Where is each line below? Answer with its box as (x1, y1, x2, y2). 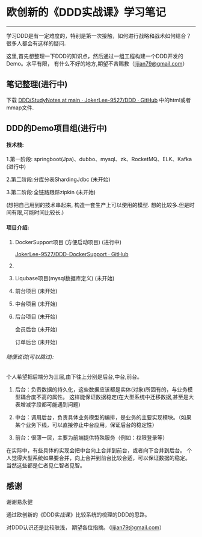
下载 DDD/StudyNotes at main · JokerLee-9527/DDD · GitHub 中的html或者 (6, 96, 191, 103)
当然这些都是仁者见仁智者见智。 (6, 461, 85, 469)
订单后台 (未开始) (14, 338, 58, 346)
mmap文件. (6, 103, 34, 111)
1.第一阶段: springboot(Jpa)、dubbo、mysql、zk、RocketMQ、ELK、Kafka (6, 156, 192, 163)
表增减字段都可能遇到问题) (14, 400, 81, 408)
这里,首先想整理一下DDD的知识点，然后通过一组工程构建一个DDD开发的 (6, 52, 183, 60)
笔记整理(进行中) (6, 79, 68, 90)
